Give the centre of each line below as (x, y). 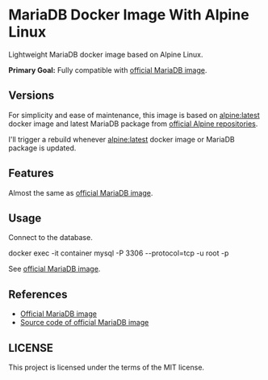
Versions (31, 96)
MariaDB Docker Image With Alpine (129, 15)
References (38, 294)
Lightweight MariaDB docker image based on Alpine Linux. (106, 54)
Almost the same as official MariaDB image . (81, 192)
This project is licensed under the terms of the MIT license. (106, 367)
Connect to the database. (50, 238)
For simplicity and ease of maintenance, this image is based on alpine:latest (134, 115)
